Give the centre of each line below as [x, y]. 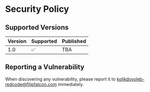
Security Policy [37, 9]
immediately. [71, 84]
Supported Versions [37, 27]
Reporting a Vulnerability [45, 67]
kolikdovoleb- [131, 79]
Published [74, 41]
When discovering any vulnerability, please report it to [60, 79]
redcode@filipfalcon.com [31, 84]
